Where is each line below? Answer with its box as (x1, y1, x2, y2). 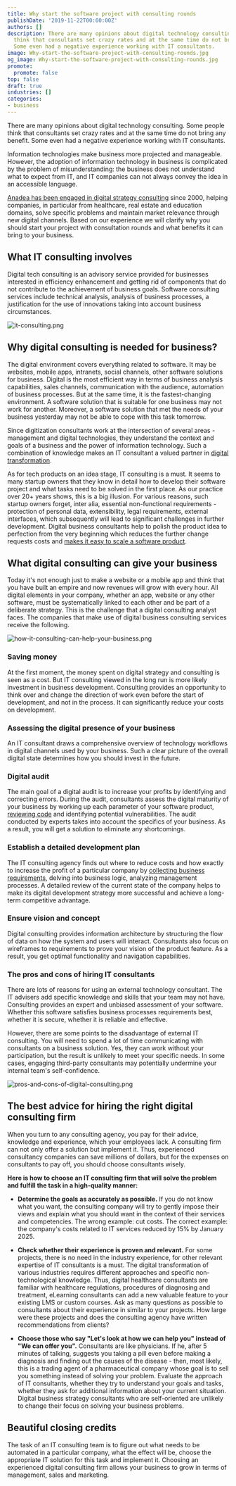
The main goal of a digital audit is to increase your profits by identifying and (7, 788, 226, 796)
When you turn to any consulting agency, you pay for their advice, (7, 1130, 199, 1138)
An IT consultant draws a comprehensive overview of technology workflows (7, 738, 228, 747)
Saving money (7, 652, 58, 662)
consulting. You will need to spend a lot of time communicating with (7, 1036, 204, 1045)
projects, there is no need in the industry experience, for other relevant (17, 1253, 223, 1261)
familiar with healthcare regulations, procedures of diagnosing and (17, 1283, 211, 1292)
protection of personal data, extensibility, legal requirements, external (7, 507, 209, 515)
